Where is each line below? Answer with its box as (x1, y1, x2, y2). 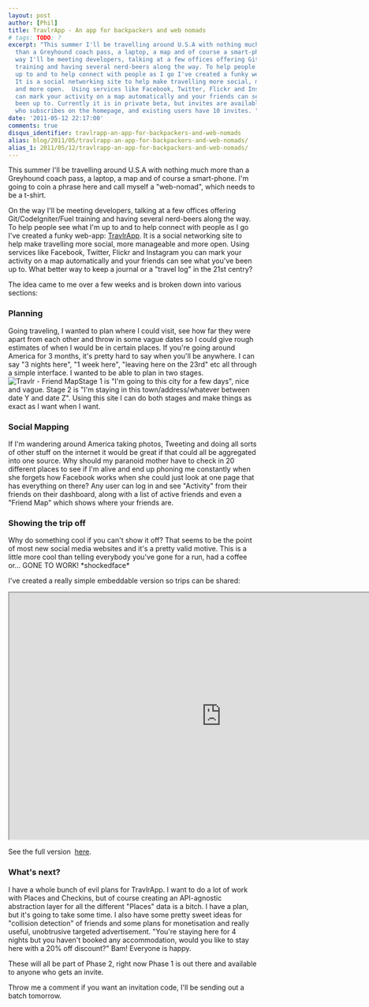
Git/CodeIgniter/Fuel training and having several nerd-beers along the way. (8, 214, 252, 224)
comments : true (8, 122, 58, 130)
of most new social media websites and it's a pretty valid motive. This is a (8, 544, 247, 554)
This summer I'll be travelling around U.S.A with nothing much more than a (8, 165, 250, 175)
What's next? (8, 866, 61, 877)
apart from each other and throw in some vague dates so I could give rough (8, 334, 254, 344)
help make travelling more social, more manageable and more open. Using (8, 239, 250, 249)
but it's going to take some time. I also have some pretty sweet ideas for (8, 910, 243, 919)
